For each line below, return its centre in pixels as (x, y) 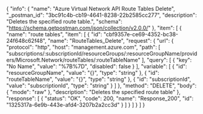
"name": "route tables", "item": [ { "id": (54, 34)
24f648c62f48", (26, 41)
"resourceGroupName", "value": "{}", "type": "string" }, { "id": (83, 73)
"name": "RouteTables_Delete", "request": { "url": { (111, 41)
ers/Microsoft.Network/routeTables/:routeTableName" (73, 60)
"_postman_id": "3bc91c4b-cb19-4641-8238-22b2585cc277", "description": (101, 15)
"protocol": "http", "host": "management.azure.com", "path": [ (83, 47)
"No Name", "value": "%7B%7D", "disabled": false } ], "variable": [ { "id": (97, 66)
